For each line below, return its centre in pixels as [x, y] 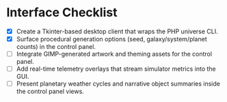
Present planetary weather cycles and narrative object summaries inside [118, 84]
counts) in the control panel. [56, 47]
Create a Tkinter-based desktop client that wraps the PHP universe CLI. [117, 31]
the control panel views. [50, 91]
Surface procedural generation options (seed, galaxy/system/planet [111, 39]
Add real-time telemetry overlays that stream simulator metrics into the [116, 69]
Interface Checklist [62, 13]
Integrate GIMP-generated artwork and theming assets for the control [114, 54]
